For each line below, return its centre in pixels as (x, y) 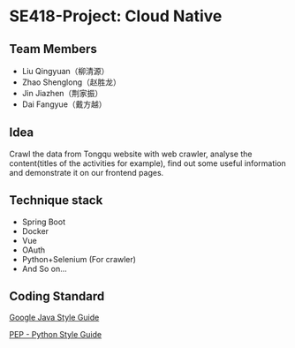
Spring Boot (44, 222)
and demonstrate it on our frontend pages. (87, 172)
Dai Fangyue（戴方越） (64, 104)
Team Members (53, 49)
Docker (35, 231)
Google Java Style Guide (54, 318)
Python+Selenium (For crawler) (79, 259)
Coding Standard (57, 296)
